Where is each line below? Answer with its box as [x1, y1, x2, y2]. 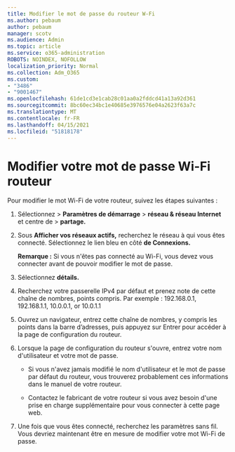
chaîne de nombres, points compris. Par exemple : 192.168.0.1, [17, 295, 197, 303]
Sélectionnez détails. [17, 273, 79, 282]
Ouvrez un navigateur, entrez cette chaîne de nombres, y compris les [17, 316, 217, 324]
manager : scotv [7, 30, 52, 37]
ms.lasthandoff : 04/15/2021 [7, 121, 90, 129]
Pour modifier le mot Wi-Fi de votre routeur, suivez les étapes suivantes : [7, 196, 218, 205]
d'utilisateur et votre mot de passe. [17, 351, 119, 360]
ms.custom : [7, 75, 39, 83]
